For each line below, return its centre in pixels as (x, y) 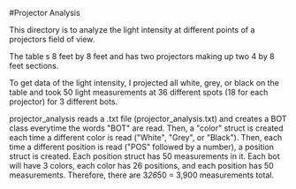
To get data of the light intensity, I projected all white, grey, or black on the (144, 83)
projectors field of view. (52, 39)
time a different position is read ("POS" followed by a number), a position (142, 147)
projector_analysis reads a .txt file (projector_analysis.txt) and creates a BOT (148, 119)
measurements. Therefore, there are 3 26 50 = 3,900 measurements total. (142, 175)
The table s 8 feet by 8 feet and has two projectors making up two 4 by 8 (142, 56)
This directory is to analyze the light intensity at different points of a (132, 30)
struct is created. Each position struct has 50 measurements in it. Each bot (144, 156)
